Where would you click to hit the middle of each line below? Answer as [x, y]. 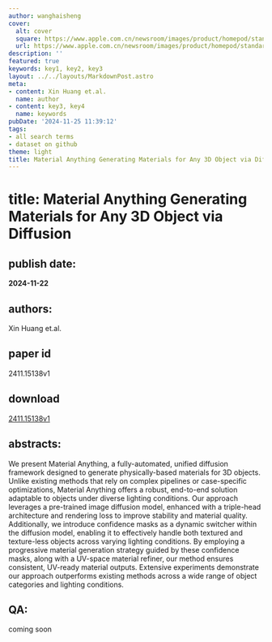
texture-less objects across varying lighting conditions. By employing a [127, 541]
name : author [38, 99]
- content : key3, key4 [47, 106]
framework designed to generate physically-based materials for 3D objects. [134, 472]
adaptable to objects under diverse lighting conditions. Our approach [123, 498]
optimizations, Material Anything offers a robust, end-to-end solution [123, 489]
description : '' [36, 54]
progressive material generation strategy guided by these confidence [124, 549]
